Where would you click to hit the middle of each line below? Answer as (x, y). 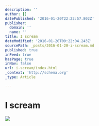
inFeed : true (18, 55)
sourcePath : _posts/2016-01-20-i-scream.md (50, 46)
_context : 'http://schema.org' (37, 73)
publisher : (16, 23)
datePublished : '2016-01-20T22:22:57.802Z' (50, 18)
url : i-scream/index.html (31, 68)
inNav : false (18, 63)
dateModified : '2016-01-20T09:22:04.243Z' (49, 41)
